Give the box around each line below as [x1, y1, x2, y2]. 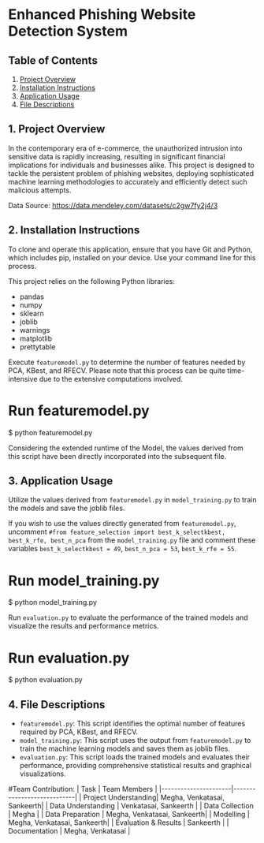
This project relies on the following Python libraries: [8, 276, 176, 285]
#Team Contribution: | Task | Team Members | [8, 785, 158, 794]
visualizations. [19, 769, 67, 778]
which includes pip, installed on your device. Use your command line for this [8, 252, 256, 262]
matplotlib [19, 334, 53, 343]
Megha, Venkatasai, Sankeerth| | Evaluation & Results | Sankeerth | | [8, 818, 229, 827]
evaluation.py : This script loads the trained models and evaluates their [19, 752, 251, 762]
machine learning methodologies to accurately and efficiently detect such [8, 177, 247, 186]
